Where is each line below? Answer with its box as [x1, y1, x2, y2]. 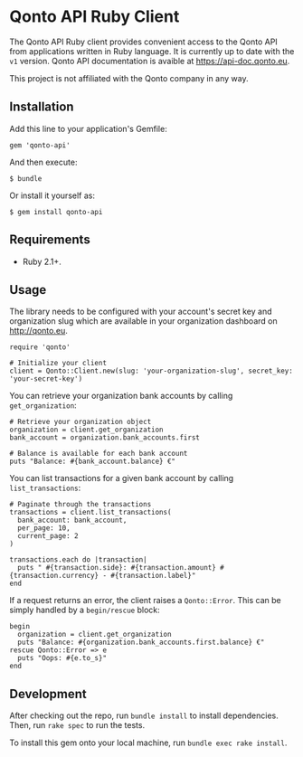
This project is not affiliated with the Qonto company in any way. [9, 72, 249, 83]
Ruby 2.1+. [22, 256, 62, 267]
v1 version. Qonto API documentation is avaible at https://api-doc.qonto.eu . [9, 55, 290, 66]
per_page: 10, [17, 524, 71, 533]
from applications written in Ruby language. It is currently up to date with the [9, 45, 295, 56]
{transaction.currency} [9, 572, 99, 581]
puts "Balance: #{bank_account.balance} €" [9, 457, 176, 467]
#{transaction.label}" [109, 572, 196, 581]
